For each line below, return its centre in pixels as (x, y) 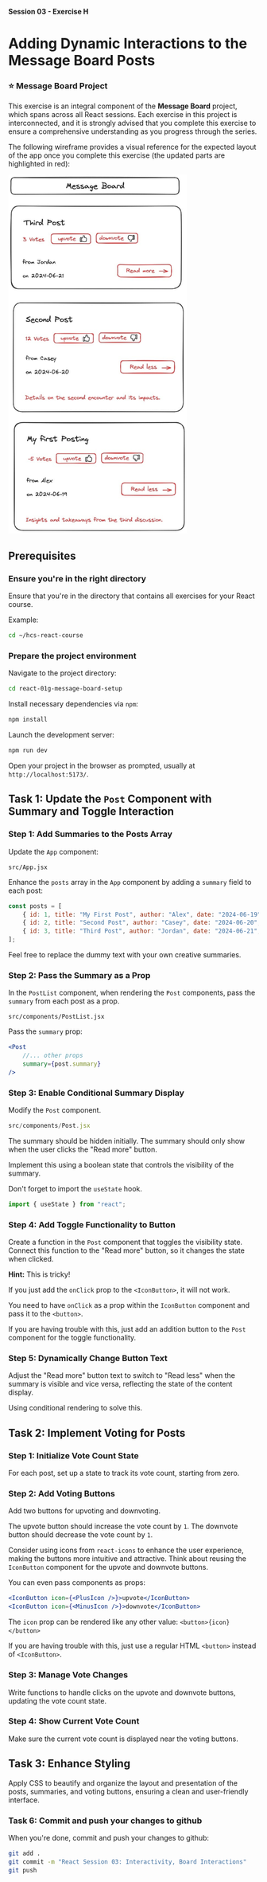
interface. (24, 1800)
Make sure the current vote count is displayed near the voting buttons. (123, 1739)
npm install (28, 720)
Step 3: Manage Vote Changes (68, 1675)
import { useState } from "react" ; (67, 1204)
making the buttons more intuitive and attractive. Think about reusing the (127, 1559)
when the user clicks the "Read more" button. (83, 1149)
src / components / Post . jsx (49, 1126)
